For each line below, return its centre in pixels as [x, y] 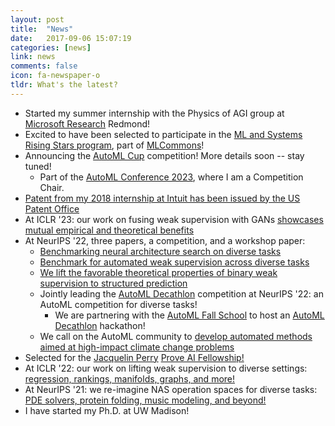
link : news [33, 57]
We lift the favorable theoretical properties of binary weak [158, 272]
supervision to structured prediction [113, 283]
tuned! [38, 166]
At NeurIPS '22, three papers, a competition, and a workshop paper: [165, 240]
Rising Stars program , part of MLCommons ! [114, 145]
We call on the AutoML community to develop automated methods [176, 336]
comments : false [44, 66]
